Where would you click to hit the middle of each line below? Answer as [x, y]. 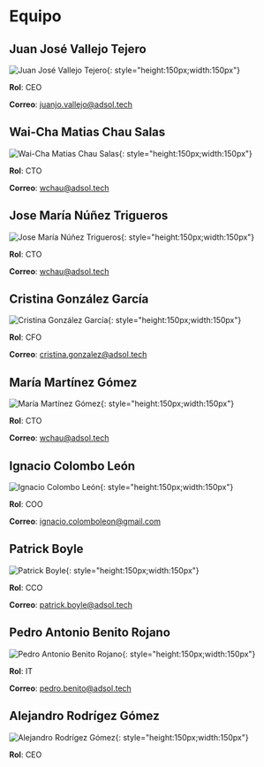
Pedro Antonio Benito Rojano [90, 633]
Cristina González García [79, 299]
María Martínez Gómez [73, 382]
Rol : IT [21, 671]
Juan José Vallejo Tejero [78, 49]
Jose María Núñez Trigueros [89, 215]
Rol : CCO [26, 587]
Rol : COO [26, 504]
